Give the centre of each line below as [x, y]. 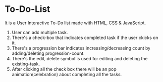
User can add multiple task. [40, 32]
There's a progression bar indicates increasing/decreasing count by [81, 48]
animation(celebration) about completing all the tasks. [67, 74]
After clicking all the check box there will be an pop [64, 69]
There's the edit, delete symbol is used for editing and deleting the [80, 58]
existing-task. [26, 64]
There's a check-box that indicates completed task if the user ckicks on [85, 38]
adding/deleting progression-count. [48, 53]
